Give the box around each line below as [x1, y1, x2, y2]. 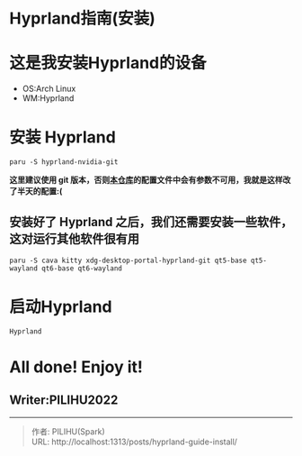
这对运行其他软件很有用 [9, 232, 139, 247]
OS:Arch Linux [22, 83, 76, 95]
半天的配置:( [16, 186, 63, 196]
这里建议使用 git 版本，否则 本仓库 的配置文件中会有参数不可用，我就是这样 [9, 175, 283, 186]
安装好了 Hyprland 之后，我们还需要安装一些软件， [9, 214, 293, 230]
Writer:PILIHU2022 [9, 393, 119, 408]
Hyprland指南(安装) [9, 8, 155, 29]
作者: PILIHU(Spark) [31, 425, 105, 437]
